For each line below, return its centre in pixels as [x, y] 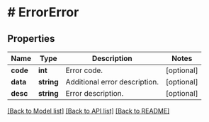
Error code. [84, 70]
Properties [31, 39]
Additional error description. [112, 82]
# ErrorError [43, 12]
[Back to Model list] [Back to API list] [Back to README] [89, 111]
